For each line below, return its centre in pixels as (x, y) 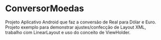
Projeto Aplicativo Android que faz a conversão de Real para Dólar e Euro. (81, 22)
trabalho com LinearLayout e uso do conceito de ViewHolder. (68, 32)
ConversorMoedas (45, 9)
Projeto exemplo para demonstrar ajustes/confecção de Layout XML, (76, 27)
